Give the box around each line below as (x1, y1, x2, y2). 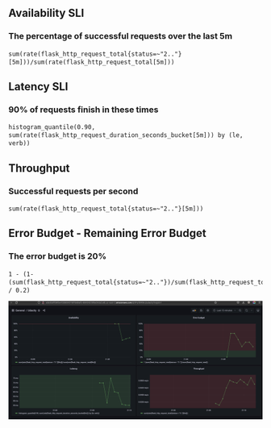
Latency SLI (8, 80, 69, 93)
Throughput (8, 161, 70, 175)
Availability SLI (8, 6, 85, 20)
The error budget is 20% (8, 251, 107, 262)
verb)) (8, 139, 31, 148)
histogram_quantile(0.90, (8, 123, 95, 131)
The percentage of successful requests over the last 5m (8, 31, 232, 42)
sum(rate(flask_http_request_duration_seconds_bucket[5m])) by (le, (8, 131, 244, 139)
